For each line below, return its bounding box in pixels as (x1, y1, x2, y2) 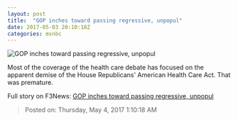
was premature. (7, 79, 53, 87)
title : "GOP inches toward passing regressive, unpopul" (7, 17, 183, 24)
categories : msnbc (7, 30, 62, 38)
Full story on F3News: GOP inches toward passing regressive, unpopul (7, 92, 215, 100)
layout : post (7, 10, 46, 18)
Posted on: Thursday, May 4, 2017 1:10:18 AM (24, 105, 158, 114)
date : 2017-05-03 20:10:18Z (7, 23, 91, 30)
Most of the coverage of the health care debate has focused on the (7, 63, 204, 71)
